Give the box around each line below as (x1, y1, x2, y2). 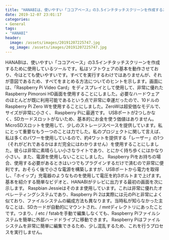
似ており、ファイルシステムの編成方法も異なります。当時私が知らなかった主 (5, 197, 163, 204)
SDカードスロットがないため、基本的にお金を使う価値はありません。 (14, 116, 157, 122)
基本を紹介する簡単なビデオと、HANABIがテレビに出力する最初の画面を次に (5, 179, 163, 185)
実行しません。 (14, 229, 45, 235)
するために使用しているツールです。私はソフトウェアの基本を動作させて (5, 65, 154, 71)
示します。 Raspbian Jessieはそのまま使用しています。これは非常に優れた (5, 185, 158, 191)
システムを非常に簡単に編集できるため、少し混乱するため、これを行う (5, 222, 151, 229)
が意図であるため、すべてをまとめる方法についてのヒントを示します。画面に (5, 78, 163, 84)
